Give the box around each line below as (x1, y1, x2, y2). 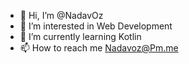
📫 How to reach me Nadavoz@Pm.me (19, 42, 179, 54)
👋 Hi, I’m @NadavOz (19, 10, 104, 21)
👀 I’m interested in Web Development (19, 20, 173, 32)
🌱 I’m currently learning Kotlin (19, 31, 142, 42)
